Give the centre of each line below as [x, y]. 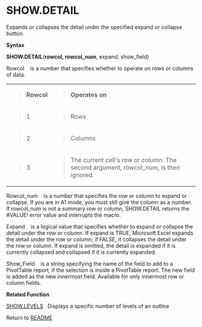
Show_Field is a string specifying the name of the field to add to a [90, 263]
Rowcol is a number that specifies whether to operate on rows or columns [100, 68]
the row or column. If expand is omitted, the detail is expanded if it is [91, 245]
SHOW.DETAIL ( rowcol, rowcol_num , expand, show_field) [78, 56]
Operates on [89, 95]
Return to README [29, 317]
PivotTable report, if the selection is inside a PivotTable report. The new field [101, 270]
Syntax [15, 45]
